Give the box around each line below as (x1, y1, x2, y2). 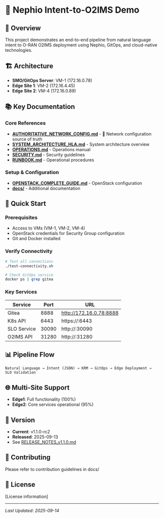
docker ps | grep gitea (5, 277, 54, 282)
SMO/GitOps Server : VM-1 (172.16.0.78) (12, 77, 93, 83)
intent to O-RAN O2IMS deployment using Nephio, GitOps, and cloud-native (5, 42, 158, 48)
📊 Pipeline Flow (5, 350, 55, 359)
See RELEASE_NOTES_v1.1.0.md (12, 439, 77, 445)
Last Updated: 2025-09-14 (5, 507, 60, 513)
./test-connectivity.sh (5, 264, 54, 269)
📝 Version (5, 416, 35, 424)
